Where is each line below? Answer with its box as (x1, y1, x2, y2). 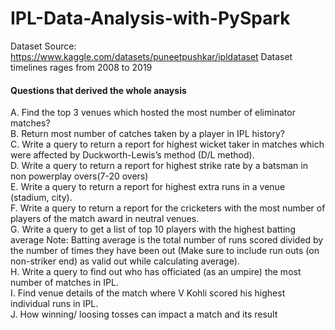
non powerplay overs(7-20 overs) (10, 170, 149, 182)
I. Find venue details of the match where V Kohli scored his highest (10, 287, 286, 299)
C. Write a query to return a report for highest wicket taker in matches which (10, 138, 325, 151)
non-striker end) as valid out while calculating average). (10, 255, 240, 267)
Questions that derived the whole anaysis (10, 84, 187, 96)
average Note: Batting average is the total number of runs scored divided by (10, 234, 324, 246)
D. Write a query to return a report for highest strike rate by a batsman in (10, 160, 308, 172)
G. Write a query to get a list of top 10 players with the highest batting (10, 223, 297, 236)
